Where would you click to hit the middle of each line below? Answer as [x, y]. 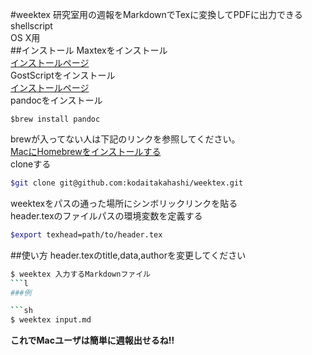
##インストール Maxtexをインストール [89, 50]
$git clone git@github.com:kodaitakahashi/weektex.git [127, 183]
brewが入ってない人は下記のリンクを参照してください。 [125, 139]
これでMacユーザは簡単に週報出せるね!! [92, 340]
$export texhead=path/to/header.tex [86, 234]
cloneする [31, 164]
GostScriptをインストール [63, 75]
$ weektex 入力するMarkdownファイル [80, 274]
